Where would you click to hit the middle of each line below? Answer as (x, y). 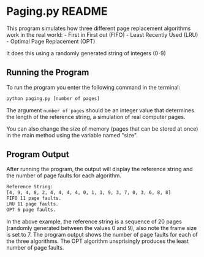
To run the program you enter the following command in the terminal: (93, 87)
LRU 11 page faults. (33, 204)
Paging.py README (57, 11)
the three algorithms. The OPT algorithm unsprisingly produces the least (97, 241)
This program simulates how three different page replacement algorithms (99, 28)
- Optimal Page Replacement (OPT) (51, 41)
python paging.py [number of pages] (53, 98)
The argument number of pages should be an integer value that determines (100, 110)
